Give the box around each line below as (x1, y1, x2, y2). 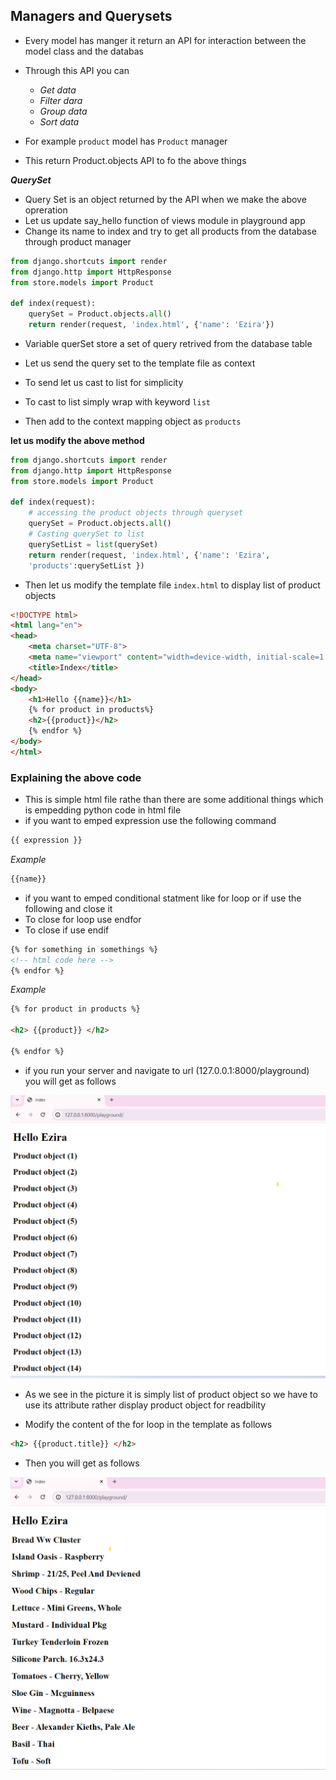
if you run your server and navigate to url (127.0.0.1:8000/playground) (24, 1064, 310, 1076)
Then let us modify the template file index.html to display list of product (24, 579, 321, 591)
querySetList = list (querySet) (28, 539, 159, 549)
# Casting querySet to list (28, 529, 145, 539)
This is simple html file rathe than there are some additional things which (24, 794, 324, 806)
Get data (39, 84, 77, 96)
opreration (24, 204, 68, 216)
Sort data (39, 115, 80, 128)
